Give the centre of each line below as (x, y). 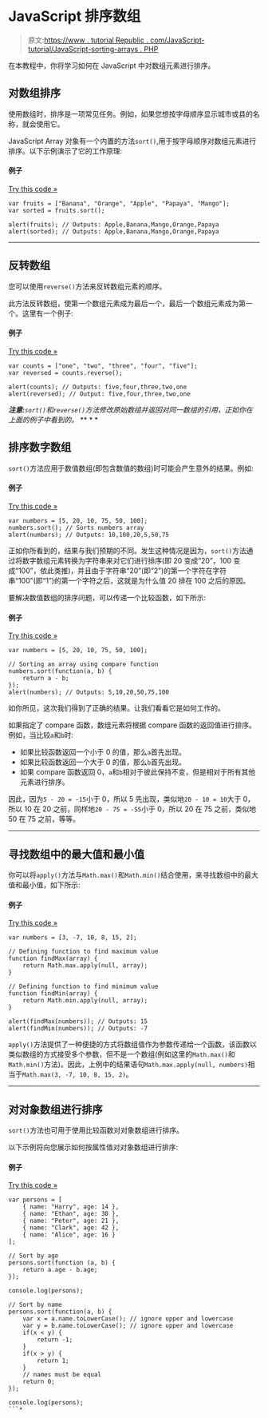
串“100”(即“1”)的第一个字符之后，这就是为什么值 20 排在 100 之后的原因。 (129, 580)
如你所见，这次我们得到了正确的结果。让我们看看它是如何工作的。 (116, 708)
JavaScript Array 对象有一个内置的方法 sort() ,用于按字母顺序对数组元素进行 (132, 141)
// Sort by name (35, 1305)
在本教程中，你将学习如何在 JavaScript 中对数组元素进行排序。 (112, 66)
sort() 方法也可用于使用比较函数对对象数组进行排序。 (96, 1130)
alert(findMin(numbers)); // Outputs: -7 (78, 1029)
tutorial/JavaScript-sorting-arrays (83, 49)
